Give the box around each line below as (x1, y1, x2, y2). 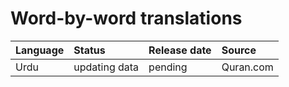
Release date (148, 43, 212, 57)
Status (73, 43, 106, 57)
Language (15, 43, 65, 57)
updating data (73, 60, 140, 74)
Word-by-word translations (10, 7, 243, 30)
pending (148, 60, 188, 74)
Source (221, 43, 257, 57)
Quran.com (221, 60, 274, 74)
